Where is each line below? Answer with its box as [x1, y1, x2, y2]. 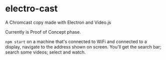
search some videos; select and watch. [5, 49, 86, 55]
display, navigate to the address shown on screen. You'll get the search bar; [5, 44, 161, 50]
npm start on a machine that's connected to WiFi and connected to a [5, 38, 147, 45]
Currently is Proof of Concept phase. [5, 29, 81, 35]
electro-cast [5, 3, 58, 14]
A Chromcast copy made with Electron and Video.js [5, 19, 111, 25]
